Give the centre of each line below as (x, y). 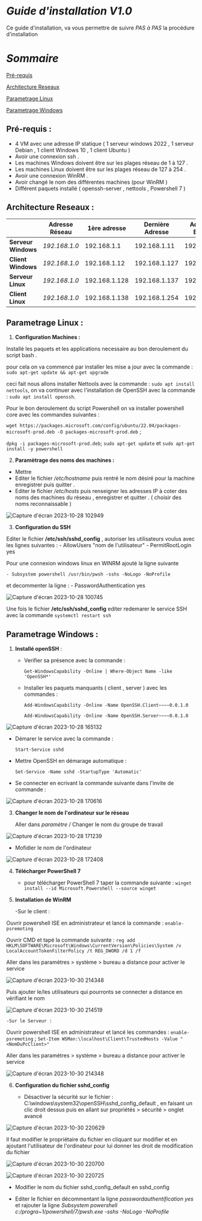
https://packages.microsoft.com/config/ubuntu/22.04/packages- (100, 426)
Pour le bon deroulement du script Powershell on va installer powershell (95, 408)
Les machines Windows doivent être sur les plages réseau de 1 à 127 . (101, 163)
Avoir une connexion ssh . (47, 156)
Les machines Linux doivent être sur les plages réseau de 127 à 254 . (100, 169)
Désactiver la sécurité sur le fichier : (69, 1097)
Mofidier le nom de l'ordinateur (53, 848)
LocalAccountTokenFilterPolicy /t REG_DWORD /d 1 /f (74, 951)
